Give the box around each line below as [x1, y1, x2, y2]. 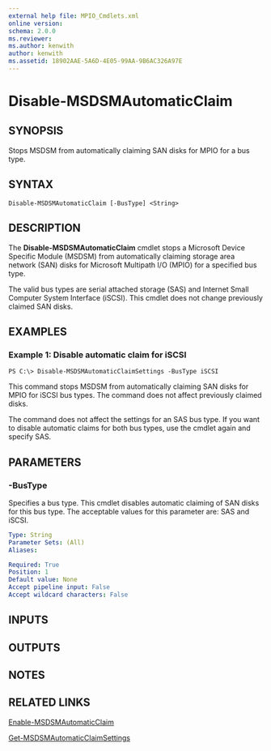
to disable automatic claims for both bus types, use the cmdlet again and [8, 423, 251, 433]
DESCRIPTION [8, 221, 81, 235]
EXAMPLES [8, 325, 67, 339]
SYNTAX [8, 177, 54, 191]
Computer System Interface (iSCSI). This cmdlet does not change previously [8, 292, 263, 302]
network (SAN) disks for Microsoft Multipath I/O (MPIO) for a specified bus [8, 260, 257, 270]
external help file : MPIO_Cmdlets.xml [8, 11, 139, 20]
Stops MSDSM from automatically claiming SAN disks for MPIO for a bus [8, 145, 250, 155]
